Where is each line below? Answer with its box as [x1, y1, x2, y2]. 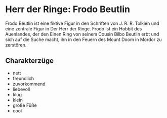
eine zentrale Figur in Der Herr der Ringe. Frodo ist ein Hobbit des [5, 25, 142, 31]
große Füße [12, 102, 37, 108]
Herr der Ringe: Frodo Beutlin [5, 4, 131, 15]
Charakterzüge [5, 57, 54, 65]
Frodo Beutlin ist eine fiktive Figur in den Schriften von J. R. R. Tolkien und [5, 20, 159, 26]
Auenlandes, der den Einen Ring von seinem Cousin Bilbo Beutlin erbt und [5, 31, 159, 37]
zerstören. [5, 42, 27, 48]
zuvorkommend [12, 81, 46, 87]
